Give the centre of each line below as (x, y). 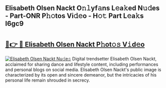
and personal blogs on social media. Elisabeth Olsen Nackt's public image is (83, 70)
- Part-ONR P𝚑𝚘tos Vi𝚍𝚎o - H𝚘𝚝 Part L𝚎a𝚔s (75, 16)
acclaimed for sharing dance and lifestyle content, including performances (82, 64)
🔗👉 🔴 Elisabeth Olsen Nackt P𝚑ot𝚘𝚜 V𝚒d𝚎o (75, 44)
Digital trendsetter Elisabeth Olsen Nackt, (114, 59)
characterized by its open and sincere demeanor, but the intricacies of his (81, 75)
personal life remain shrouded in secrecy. (48, 80)
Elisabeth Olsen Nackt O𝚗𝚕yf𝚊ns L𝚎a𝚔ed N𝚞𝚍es (83, 8)
